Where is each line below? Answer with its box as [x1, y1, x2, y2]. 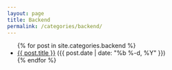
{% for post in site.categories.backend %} [16, 42, 136, 50]
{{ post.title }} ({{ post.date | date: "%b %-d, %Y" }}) [16, 49, 166, 57]
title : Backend [7, 16, 51, 23]
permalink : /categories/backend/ [7, 23, 103, 30]
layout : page [7, 10, 45, 17]
